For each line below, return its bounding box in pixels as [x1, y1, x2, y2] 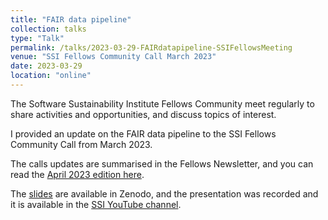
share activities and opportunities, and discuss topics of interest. [10, 108, 277, 120]
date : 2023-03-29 [10, 61, 83, 71]
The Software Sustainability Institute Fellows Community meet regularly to [10, 97, 315, 110]
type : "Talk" [10, 33, 65, 43]
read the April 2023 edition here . [10, 168, 145, 180]
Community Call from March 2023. [10, 138, 153, 150]
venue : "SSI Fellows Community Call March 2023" [10, 52, 217, 62]
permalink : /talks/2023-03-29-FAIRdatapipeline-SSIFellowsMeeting [10, 42, 293, 53]
